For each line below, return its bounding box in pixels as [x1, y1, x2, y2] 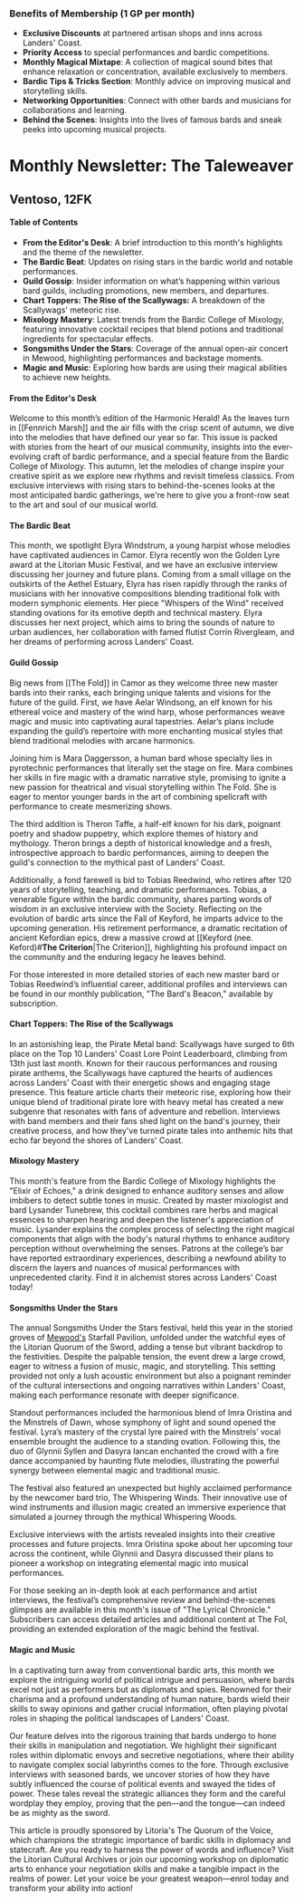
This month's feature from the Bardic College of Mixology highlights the [9, 1176, 276, 1186]
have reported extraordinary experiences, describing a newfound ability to [9, 1253, 287, 1263]
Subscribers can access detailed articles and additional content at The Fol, [9, 1614, 288, 1625]
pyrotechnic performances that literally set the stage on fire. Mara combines [9, 762, 294, 773]
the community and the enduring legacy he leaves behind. [9, 951, 226, 962]
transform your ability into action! [9, 1882, 133, 1893]
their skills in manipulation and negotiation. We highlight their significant [9, 1740, 278, 1751]
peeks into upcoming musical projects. [22, 124, 167, 135]
